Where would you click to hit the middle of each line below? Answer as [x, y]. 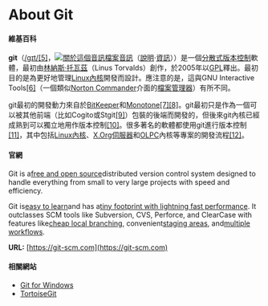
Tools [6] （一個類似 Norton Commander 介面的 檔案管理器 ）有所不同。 [122, 88]
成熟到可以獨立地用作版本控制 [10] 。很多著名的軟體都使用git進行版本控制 [128, 125]
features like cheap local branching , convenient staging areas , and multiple [129, 223]
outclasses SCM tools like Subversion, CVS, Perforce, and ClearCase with [130, 214]
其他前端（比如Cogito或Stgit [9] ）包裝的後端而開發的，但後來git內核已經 [141, 115]
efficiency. [26, 190]
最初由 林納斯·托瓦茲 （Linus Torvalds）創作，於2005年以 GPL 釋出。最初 [140, 68]
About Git [41, 15]
